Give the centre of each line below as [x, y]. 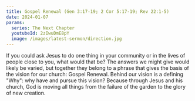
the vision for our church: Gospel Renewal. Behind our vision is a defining [95, 74]
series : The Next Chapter [43, 28]
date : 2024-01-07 [27, 17]
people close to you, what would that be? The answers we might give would [98, 62]
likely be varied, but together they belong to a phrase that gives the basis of [98, 68]
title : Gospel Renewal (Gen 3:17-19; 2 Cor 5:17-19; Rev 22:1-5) [88, 11]
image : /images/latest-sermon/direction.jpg [67, 39]
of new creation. [26, 93]
